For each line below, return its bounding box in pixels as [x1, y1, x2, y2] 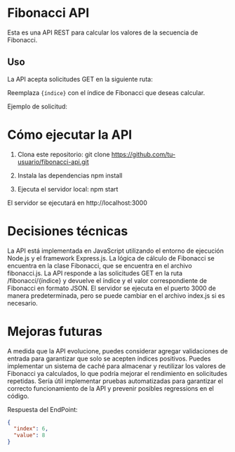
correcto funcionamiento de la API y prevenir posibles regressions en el [7, 384, 214, 392]
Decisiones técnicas [7, 223, 128, 239]
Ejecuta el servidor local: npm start [17, 184, 119, 193]
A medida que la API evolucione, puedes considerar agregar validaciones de [7, 346, 228, 355]
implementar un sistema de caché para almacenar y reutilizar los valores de [7, 361, 226, 370]
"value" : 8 [13, 432, 46, 439]
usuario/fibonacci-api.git [17, 157, 89, 166]
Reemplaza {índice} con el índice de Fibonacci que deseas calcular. [7, 88, 206, 96]
